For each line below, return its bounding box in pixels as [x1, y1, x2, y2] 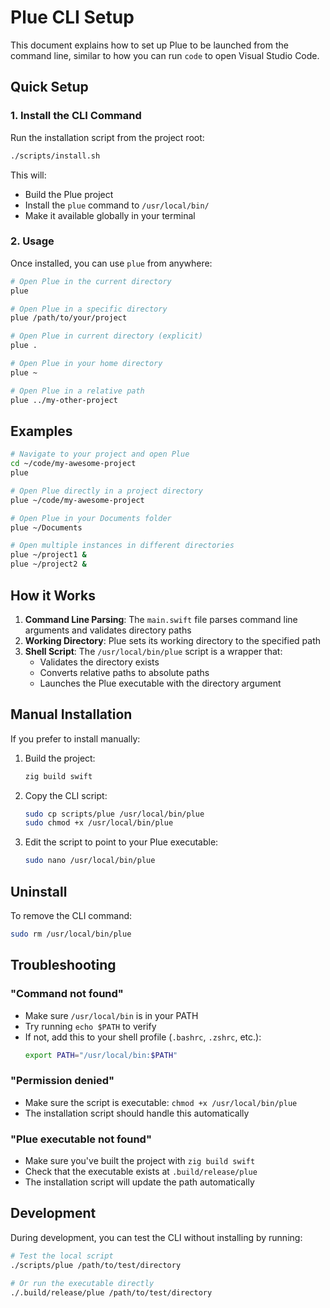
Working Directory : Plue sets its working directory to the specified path [24, 634, 322, 646]
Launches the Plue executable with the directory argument [39, 677, 282, 689]
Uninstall [10, 883, 68, 900]
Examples [10, 422, 73, 440]
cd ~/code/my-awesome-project [10, 459, 137, 469]
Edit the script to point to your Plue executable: [24, 836, 219, 848]
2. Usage [10, 234, 55, 248]
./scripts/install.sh [10, 151, 101, 161]
